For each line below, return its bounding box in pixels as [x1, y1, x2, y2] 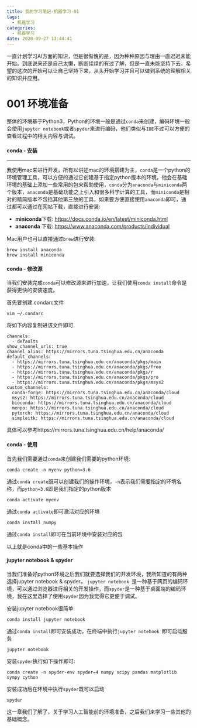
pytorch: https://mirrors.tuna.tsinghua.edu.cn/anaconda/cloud [12, 411, 169, 416]
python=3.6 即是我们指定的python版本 [22, 485, 112, 492]
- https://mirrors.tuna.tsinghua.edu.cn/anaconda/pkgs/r [12, 370, 154, 375]
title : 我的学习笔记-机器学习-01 [6, 8, 80, 15]
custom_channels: [6, 385, 49, 391]
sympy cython [6, 674, 39, 680]
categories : [6, 25, 36, 31]
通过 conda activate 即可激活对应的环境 [6, 508, 100, 515]
